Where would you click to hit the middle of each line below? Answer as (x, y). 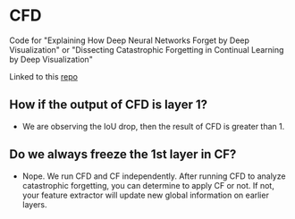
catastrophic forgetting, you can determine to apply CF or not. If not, (148, 185)
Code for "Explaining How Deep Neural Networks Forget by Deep (130, 40)
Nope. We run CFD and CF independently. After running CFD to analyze (154, 176)
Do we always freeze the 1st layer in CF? (123, 154)
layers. (34, 204)
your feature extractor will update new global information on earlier (146, 195)
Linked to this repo (44, 76)
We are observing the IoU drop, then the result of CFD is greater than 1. (153, 126)
